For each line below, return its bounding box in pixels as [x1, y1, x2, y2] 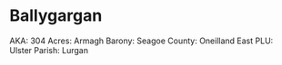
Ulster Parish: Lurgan [9, 44, 89, 55]
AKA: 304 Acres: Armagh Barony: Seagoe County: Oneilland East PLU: [9, 35, 274, 46]
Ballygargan [9, 5, 103, 26]
